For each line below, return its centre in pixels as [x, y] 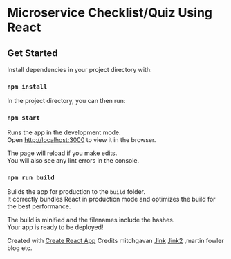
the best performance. [39, 206]
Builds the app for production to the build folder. [76, 191]
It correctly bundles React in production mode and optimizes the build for [111, 199]
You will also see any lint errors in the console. [73, 160]
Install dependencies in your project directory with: [80, 70]
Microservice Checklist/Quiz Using [110, 13]
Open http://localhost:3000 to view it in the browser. [82, 139]
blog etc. [20, 248]
